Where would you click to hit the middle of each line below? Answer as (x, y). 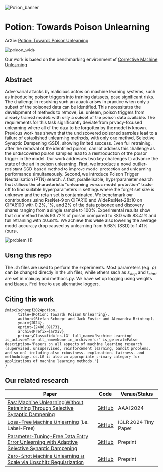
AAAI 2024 (131, 408)
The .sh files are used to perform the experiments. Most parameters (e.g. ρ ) (81, 267)
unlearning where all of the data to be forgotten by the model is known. (76, 127)
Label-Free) (21, 428)
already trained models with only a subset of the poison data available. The (80, 117)
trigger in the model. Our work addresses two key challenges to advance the (81, 158)
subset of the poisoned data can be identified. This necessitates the (73, 107)
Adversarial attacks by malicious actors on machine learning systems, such (80, 91)
